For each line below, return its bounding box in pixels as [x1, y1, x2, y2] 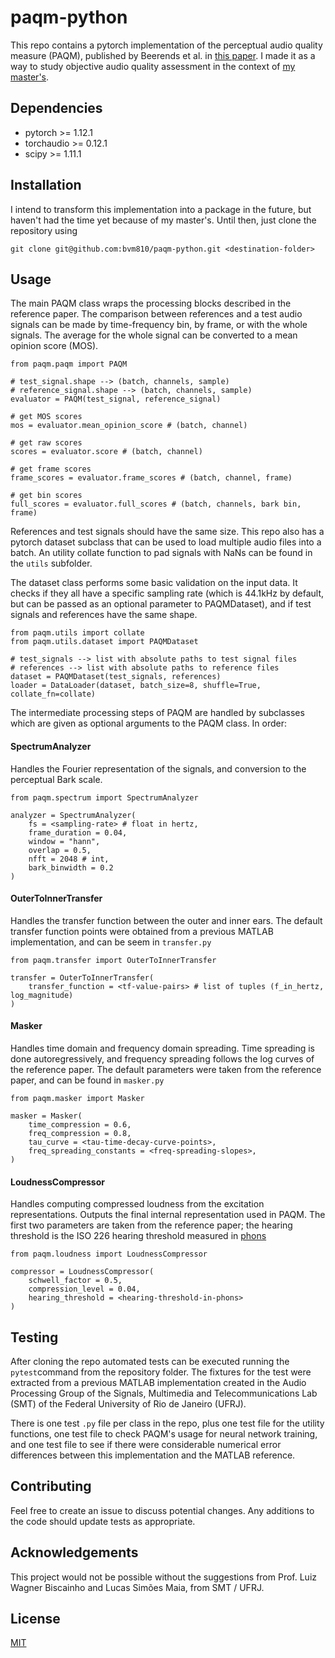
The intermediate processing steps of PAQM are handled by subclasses [10, 707, 305, 719]
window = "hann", [28, 836, 101, 846]
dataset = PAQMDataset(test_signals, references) [10, 672, 222, 682]
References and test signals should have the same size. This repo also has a [10, 526, 325, 538]
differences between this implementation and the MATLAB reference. [10, 1449, 296, 1461]
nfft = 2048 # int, [28, 854, 110, 864]
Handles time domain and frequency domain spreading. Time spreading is [10, 1042, 315, 1054]
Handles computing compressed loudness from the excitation [10, 1198, 265, 1210]
